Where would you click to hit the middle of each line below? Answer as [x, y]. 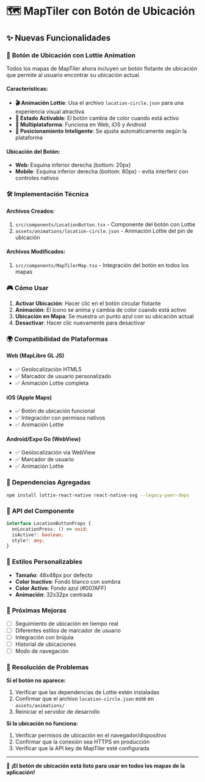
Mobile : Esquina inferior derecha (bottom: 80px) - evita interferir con [102, 171]
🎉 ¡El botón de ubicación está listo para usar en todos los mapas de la [95, 766]
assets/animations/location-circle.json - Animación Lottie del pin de [104, 231]
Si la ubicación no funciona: [42, 723]
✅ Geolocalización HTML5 [49, 370]
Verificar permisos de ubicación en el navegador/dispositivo [91, 736]
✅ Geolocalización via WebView [55, 453]
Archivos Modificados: [36, 251]
